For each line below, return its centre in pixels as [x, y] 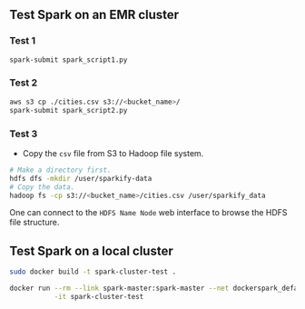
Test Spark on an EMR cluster [94, 15]
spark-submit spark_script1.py [69, 60]
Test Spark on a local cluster [92, 250]
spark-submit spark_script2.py [69, 110]
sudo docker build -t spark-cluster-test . [93, 272]
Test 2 [24, 83]
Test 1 [23, 41]
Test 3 [24, 134]
